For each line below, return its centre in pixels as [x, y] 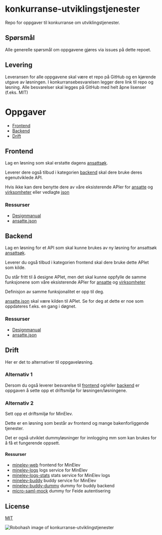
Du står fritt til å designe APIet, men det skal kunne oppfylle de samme [76, 277]
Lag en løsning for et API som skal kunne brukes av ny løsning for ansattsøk [81, 248]
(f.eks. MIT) [17, 92]
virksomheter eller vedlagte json [37, 192]
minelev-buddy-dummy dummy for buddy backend [63, 486]
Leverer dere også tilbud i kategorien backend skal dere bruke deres [74, 172]
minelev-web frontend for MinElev [46, 465]
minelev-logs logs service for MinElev [50, 470]
